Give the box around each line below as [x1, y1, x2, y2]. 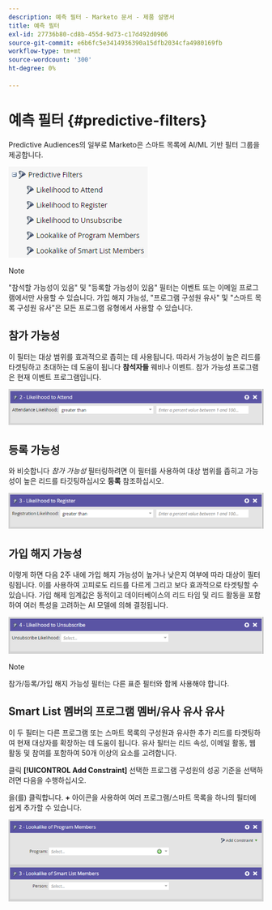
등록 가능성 [8, 442, 61, 457]
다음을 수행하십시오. [23, 775, 87, 785]
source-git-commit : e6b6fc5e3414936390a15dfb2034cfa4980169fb [8, 39, 223, 47]
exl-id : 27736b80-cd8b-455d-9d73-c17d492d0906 [8, 30, 168, 38]
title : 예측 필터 [8, 21, 61, 30]
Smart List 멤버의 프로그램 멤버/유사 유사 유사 [8, 705, 225, 719]
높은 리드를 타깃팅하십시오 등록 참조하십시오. [23, 476, 164, 486]
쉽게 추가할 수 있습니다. [8, 802, 83, 812]
